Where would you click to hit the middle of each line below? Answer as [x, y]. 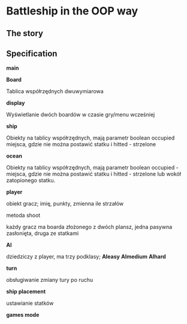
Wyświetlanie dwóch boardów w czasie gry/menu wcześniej [81, 115]
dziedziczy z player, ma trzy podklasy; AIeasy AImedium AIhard [86, 257]
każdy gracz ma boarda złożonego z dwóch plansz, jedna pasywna [89, 227]
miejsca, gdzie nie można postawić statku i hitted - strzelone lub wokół [94, 174]
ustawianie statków [30, 303]
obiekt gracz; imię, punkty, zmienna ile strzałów [65, 204]
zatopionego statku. [31, 180]
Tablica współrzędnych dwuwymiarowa [55, 91]
